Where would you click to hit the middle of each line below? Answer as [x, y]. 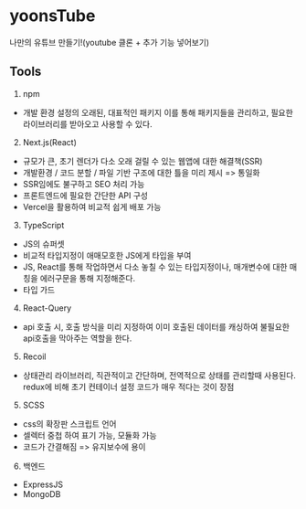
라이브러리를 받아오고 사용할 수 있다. [87, 123]
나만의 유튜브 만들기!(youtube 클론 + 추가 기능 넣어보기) [110, 42]
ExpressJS [43, 484]
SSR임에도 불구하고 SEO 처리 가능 [84, 184]
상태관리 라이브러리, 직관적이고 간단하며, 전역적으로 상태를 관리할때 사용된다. [159, 375]
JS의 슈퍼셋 [44, 244]
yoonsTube [53, 16]
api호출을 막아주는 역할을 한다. [77, 338]
